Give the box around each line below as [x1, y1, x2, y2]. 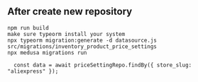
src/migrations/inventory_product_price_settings [7, 42, 158, 50]
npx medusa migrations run [7, 49, 87, 56]
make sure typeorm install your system [7, 30, 126, 37]
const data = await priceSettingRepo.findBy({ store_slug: [13, 61, 192, 69]
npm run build [7, 24, 50, 31]
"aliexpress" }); [7, 67, 59, 75]
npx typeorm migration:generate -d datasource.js [7, 37, 158, 44]
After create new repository [7, 6, 133, 18]
